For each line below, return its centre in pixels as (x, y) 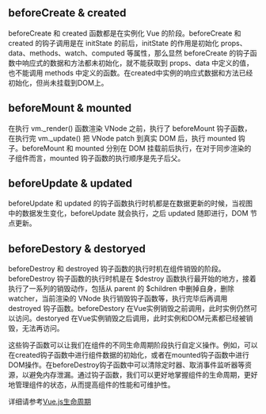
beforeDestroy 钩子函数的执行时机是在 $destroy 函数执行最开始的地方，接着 (132, 279)
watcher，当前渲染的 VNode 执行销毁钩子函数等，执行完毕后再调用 (118, 299)
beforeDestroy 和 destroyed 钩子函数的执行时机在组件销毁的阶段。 (117, 269)
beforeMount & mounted (70, 108)
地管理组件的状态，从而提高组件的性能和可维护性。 (91, 385)
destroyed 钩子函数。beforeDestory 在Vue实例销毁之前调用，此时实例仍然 (129, 309)
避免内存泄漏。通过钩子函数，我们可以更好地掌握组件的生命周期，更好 (143, 375)
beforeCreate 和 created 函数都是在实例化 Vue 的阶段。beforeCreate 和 (125, 33)
